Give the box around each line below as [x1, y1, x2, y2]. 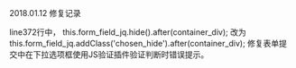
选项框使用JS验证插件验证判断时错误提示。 [48, 49, 209, 60]
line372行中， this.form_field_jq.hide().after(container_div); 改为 [9, 27, 246, 38]
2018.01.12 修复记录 [9, 8, 81, 18]
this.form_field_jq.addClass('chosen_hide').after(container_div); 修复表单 [9, 38, 280, 48]
